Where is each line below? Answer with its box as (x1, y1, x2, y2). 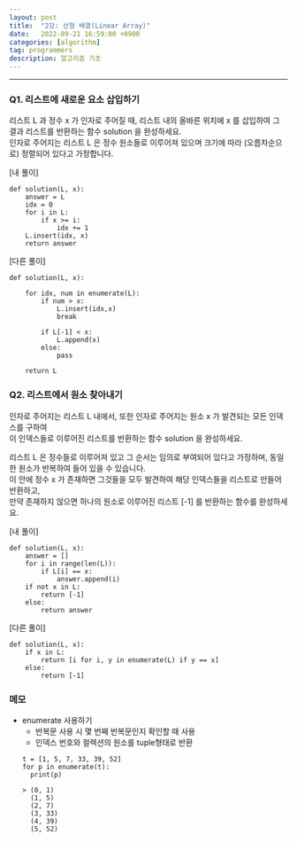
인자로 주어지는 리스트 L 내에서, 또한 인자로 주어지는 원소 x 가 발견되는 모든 (9, 410, 268, 421)
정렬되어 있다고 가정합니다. (20, 148, 114, 160)
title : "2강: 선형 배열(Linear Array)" (9, 21, 151, 30)
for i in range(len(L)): (25, 559, 117, 568)
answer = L (25, 192, 65, 202)
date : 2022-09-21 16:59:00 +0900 (9, 29, 141, 38)
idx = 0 (25, 200, 53, 209)
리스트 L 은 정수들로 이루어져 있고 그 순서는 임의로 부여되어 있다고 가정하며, (9, 451, 268, 462)
